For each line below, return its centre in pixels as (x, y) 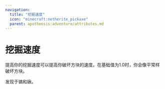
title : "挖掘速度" (27, 14)
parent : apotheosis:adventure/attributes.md (57, 24)
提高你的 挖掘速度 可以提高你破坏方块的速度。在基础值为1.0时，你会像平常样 (82, 65)
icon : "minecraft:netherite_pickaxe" (49, 19)
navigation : (17, 10)
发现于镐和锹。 (20, 82)
